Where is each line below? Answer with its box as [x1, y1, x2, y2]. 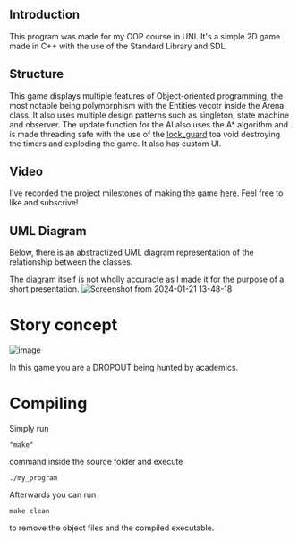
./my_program [9, 474, 58, 483]
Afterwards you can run [9, 489, 97, 501]
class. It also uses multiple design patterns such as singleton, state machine [9, 109, 289, 120]
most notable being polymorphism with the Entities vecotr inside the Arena [9, 100, 285, 110]
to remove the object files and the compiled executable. [9, 522, 215, 533]
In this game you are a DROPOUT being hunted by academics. [9, 363, 239, 373]
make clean [9, 507, 50, 516]
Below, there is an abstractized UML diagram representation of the [9, 247, 254, 258]
